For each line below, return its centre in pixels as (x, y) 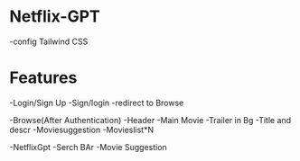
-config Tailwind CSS (49, 41)
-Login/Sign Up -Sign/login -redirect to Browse (97, 103)
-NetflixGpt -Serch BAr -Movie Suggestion (88, 147)
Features (43, 78)
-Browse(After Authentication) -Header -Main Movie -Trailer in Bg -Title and (150, 120)
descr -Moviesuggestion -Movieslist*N (82, 130)
